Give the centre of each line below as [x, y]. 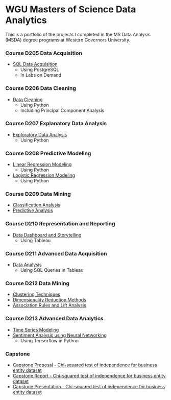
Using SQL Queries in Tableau [52, 270]
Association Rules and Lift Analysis [50, 305]
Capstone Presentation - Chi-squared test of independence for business [89, 386]
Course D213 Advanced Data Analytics [54, 319]
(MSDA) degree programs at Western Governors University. [68, 40]
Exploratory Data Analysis [40, 134]
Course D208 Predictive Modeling [48, 153]
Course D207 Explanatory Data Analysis [56, 124]
